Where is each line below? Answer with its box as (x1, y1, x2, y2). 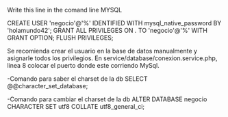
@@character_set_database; (7, 82, 88, 90)
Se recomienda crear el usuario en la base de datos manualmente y (7, 47, 197, 55)
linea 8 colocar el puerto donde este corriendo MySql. (7, 62, 160, 69)
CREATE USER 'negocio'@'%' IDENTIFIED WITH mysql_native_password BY (7, 19, 222, 27)
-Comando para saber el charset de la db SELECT (7, 75, 149, 83)
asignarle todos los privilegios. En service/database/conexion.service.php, (7, 54, 218, 62)
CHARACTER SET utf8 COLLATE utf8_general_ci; (7, 103, 145, 110)
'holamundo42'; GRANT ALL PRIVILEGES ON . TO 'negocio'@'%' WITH (7, 27, 207, 34)
